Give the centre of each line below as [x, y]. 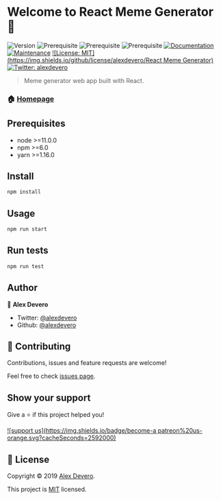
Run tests [28, 251]
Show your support [49, 397]
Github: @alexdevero [47, 325]
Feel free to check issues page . [51, 376]
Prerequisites [36, 124]
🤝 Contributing [39, 346]
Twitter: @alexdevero [47, 318]
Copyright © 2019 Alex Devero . [51, 476]
